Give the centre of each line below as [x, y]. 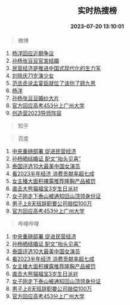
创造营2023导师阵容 [37, 113]
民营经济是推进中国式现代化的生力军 [56, 68]
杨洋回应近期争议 [33, 53]
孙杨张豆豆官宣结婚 [35, 60]
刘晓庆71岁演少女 [33, 75]
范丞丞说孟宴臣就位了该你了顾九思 [54, 83]
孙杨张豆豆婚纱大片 [35, 98]
